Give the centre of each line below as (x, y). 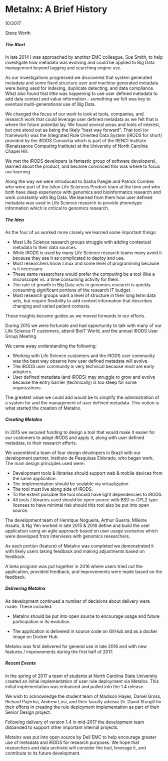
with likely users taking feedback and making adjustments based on (75, 551)
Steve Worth (18, 33)
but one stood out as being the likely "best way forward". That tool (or (77, 130)
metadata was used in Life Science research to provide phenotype (74, 202)
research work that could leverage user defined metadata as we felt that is (82, 119)
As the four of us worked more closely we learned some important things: (81, 232)
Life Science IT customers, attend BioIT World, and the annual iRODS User (82, 331)
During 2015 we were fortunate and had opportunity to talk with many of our (83, 325)
